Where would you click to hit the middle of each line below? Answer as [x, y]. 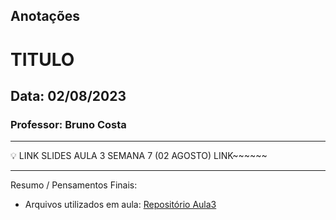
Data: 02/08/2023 [68, 95]
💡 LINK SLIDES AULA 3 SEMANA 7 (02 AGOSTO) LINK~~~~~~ [139, 156]
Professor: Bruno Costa [68, 124]
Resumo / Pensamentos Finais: [74, 185]
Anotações [45, 16]
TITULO [42, 59]
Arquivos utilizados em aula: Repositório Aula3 [120, 205]
